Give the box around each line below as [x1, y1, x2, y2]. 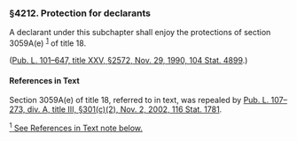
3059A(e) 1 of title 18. [9, 36, 87, 48]
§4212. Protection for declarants [9, 7, 151, 19]
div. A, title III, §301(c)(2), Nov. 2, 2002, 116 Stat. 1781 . [27, 104, 223, 115]
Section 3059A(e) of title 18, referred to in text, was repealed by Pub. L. [9, 95, 270, 106]
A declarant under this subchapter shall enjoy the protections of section [9, 27, 271, 38]
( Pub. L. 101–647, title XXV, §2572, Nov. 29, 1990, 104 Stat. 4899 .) [9, 55, 248, 65]
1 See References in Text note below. [9, 122, 144, 133]
